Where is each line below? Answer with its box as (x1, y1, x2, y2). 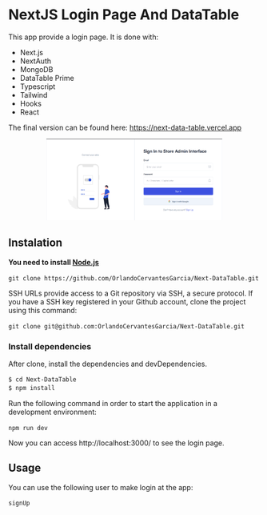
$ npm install (8, 384, 56, 392)
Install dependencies (8, 340, 92, 352)
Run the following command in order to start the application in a (8, 398, 218, 408)
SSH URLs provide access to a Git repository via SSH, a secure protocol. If (8, 288, 253, 298)
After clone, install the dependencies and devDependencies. (8, 359, 208, 368)
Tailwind (19, 90, 48, 99)
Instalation (8, 236, 62, 250)
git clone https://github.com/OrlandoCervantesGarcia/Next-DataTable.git (8, 274, 260, 282)
